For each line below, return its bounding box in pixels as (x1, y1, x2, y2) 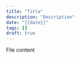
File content (6, 46, 35, 53)
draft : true (6, 30, 35, 36)
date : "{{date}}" (6, 19, 49, 25)
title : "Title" (6, 8, 44, 15)
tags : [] (6, 25, 28, 31)
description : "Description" (6, 14, 75, 20)
